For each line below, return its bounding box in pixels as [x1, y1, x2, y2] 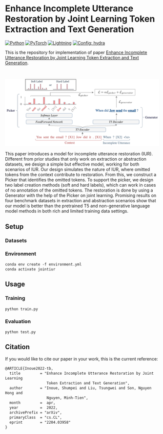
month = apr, [9, 400, 56, 405]
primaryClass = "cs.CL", [9, 415, 62, 420]
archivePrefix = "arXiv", [9, 410, 62, 415]
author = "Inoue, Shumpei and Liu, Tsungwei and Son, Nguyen [9, 386, 152, 390]
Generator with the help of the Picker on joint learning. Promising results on [5, 193, 157, 198]
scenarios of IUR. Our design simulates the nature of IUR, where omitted [5, 167, 150, 172]
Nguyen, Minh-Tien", [46, 395, 89, 400]
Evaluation [5, 318, 31, 325]
